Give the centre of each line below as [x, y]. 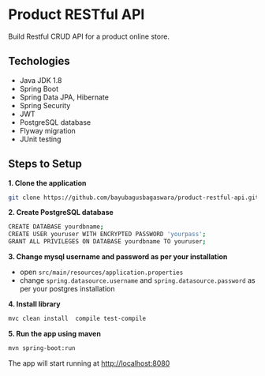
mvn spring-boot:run [42, 348]
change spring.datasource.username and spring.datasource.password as [137, 280]
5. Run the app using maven [54, 333]
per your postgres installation [67, 289]
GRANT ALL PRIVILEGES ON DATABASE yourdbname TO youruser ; [107, 242]
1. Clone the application [47, 182]
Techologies [39, 61]
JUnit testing [40, 139]
